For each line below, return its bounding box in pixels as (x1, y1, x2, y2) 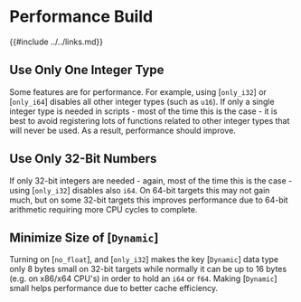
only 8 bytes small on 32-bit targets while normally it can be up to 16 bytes (9, 264, 287, 275)
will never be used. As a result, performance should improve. (9, 125, 237, 136)
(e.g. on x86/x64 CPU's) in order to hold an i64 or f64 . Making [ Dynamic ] (9, 273, 277, 284)
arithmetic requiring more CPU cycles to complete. (9, 203, 198, 214)
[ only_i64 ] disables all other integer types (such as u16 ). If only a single (9, 96, 275, 107)
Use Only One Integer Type (9, 62, 165, 78)
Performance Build (9, 6, 154, 27)
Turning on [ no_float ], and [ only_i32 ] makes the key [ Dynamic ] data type (9, 254, 279, 265)
